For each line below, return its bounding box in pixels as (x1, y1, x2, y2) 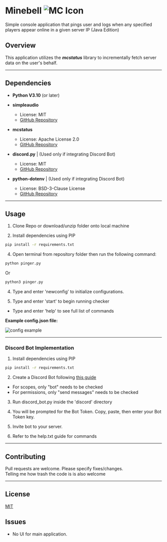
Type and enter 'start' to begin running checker (12, 298, 109, 304)
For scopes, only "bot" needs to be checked (12, 384, 103, 390)
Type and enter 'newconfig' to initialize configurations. (12, 289, 124, 294)
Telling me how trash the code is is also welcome (5, 471, 106, 477)
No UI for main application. (12, 531, 68, 537)
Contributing (5, 452, 46, 461)
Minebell (5, 5, 42, 16)
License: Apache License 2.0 (19, 136, 80, 142)
